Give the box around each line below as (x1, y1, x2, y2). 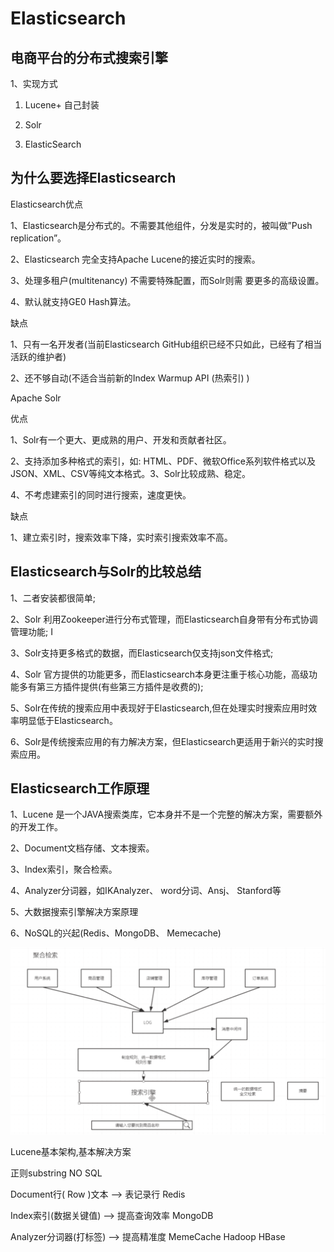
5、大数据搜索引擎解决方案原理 (10, 906, 139, 918)
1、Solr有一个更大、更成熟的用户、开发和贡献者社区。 (10, 433, 232, 446)
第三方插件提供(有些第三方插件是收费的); (36, 680, 204, 692)
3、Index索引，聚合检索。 (10, 863, 118, 876)
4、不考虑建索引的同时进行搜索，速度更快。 (10, 488, 192, 501)
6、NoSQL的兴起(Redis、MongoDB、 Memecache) (10, 927, 222, 939)
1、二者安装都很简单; (10, 592, 96, 604)
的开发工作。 (10, 821, 63, 833)
